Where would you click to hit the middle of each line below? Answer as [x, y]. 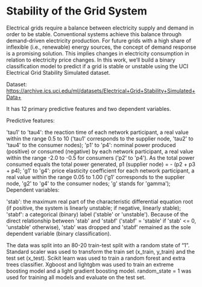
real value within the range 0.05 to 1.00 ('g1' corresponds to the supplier [96, 177]
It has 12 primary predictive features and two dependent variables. [89, 109]
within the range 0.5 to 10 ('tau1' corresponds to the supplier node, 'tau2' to [100, 138]
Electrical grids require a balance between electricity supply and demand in [100, 28]
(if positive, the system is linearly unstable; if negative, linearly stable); [94, 208]
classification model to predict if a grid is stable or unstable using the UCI [97, 66]
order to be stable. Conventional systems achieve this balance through [94, 34]
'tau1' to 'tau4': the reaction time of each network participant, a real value [97, 132]
